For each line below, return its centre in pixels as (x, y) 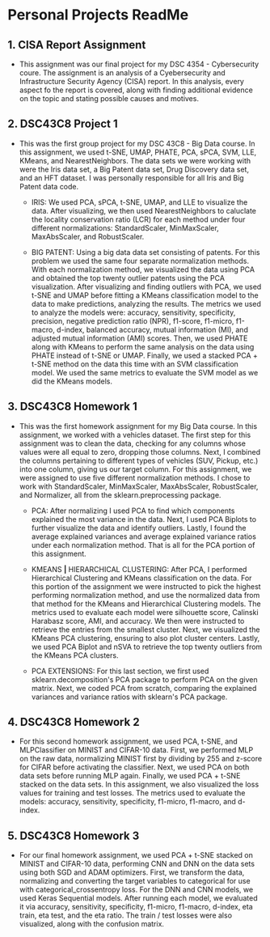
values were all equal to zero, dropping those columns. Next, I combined (139, 452)
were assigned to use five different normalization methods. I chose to (135, 477)
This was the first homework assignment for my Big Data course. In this (138, 426)
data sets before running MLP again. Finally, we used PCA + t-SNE (130, 776)
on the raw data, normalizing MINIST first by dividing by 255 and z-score (141, 759)
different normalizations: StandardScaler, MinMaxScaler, (125, 227)
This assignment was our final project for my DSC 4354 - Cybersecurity (139, 64)
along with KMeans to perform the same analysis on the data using (143, 346)
